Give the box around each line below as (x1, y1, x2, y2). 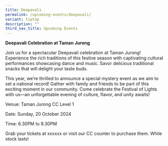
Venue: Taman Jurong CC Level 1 (5, 101, 74, 107)
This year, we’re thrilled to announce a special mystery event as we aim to (5, 76, 159, 82)
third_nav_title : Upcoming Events (5, 26, 78, 31)
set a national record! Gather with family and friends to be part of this (5, 81, 149, 87)
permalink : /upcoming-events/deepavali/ (5, 12, 92, 17)
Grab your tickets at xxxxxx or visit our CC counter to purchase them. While (5, 130, 162, 136)
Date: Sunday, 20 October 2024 (5, 111, 72, 117)
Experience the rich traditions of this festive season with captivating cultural (5, 55, 163, 61)
